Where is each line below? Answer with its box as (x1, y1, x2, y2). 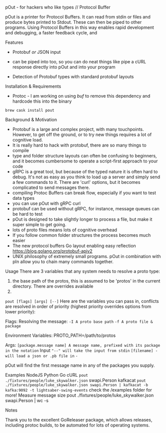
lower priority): (5, 309, 36, 314)
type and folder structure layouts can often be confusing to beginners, (12, 153, 157, 158)
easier (12, 238, 26, 243)
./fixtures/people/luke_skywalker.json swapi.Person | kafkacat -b (5, 383, 149, 388)
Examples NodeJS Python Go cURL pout (5, 372, 88, 378)
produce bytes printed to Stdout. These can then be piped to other (5, 19, 142, 25)
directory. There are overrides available (12, 284, 94, 289)
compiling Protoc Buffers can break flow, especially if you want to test (12, 190, 156, 196)
